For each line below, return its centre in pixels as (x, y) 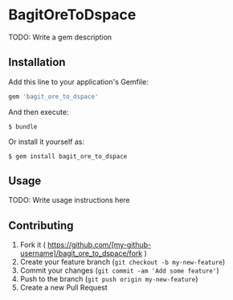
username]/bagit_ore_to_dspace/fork (81, 253)
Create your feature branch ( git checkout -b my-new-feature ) (123, 262)
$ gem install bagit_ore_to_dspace (68, 156)
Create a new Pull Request (64, 288)
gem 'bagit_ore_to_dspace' (53, 97)
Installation (37, 62)
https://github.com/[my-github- (99, 245)
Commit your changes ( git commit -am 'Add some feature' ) (119, 270)
